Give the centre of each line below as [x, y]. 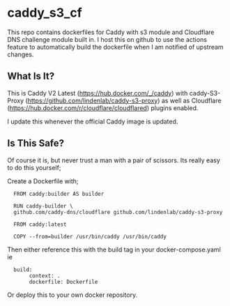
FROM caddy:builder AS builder [59, 194]
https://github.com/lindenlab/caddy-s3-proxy [93, 100]
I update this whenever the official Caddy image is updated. [93, 121]
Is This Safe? [36, 143]
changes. [21, 54]
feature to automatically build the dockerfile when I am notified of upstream [116, 47]
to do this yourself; [34, 167]
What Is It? [31, 76]
